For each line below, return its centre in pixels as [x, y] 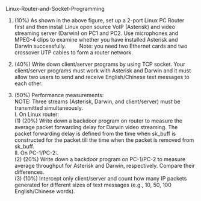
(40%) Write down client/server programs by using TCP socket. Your [100, 64]
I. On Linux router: [37, 114]
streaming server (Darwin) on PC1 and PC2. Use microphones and [96, 33]
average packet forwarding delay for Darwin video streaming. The [96, 127]
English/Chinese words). [45, 191]
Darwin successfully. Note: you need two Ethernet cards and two [101, 46]
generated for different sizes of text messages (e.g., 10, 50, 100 [93, 185]
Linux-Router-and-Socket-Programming [55, 9]
